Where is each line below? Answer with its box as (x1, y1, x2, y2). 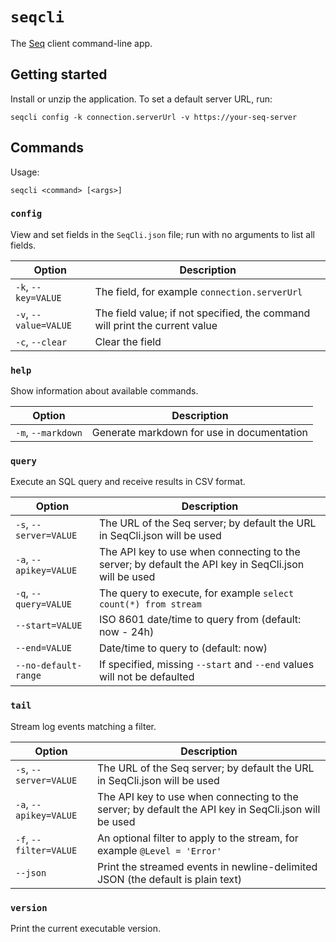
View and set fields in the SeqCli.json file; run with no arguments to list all (10, 228, 315, 240)
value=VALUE (15, 319, 73, 331)
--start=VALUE (15, 620, 83, 632)
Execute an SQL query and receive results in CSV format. (10, 476, 246, 488)
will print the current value (94, 318, 218, 332)
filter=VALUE (15, 844, 78, 856)
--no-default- (15, 660, 83, 672)
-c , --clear (15, 334, 68, 348)
